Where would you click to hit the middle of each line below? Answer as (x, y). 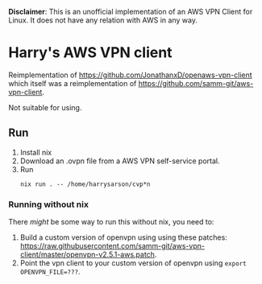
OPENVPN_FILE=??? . (50, 272)
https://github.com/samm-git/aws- (196, 83)
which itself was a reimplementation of (73, 83)
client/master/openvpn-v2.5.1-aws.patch (87, 255)
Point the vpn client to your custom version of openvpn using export (133, 263)
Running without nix (48, 204)
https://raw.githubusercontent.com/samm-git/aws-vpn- (112, 246)
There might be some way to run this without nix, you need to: (111, 222)
